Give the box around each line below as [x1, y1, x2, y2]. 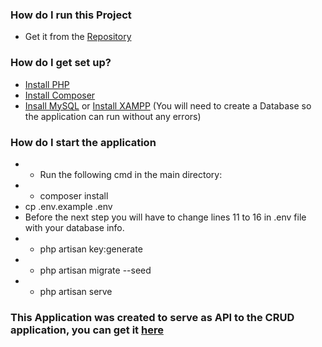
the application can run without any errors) [24, 110, 202, 122]
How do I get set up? [10, 56, 112, 70]
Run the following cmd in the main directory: [39, 168, 223, 180]
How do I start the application [10, 135, 157, 149]
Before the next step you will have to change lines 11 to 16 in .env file [24, 211, 307, 223]
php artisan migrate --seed [39, 264, 152, 276]
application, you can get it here [10, 323, 164, 337]
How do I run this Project [10, 8, 132, 22]
